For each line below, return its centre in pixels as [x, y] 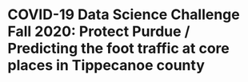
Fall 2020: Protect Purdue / [99, 31]
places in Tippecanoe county [106, 66]
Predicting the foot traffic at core [118, 49]
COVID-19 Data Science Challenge [124, 15]
